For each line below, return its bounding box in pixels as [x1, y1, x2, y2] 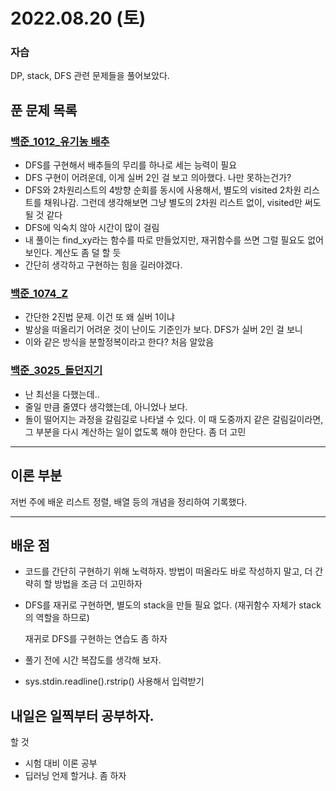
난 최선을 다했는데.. [24, 388, 100, 400]
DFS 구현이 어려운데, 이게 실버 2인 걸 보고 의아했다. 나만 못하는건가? [24, 172, 292, 184]
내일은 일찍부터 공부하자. [10, 707, 155, 724]
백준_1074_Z [10, 287, 69, 301]
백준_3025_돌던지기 [10, 364, 103, 378]
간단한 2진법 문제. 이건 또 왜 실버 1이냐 [24, 311, 175, 323]
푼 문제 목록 [10, 102, 78, 119]
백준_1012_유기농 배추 [10, 134, 110, 148]
